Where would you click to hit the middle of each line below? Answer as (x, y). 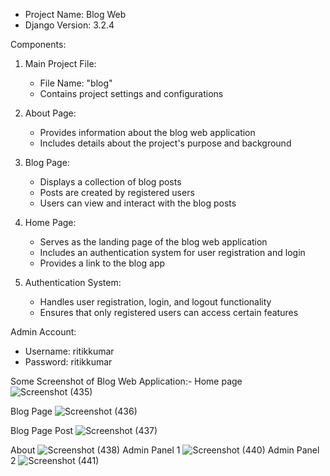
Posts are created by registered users (117, 192)
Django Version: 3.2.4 (69, 25)
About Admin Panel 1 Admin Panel (165, 450)
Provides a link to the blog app (102, 263)
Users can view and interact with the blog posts (138, 203)
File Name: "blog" (76, 83)
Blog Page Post (42, 430)
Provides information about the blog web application (147, 132)
